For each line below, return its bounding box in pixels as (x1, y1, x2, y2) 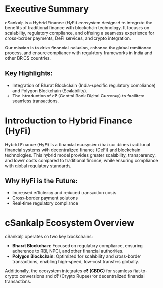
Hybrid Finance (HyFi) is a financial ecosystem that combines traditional (5, 142, 150, 147)
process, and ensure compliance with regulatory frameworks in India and (5, 50, 153, 56)
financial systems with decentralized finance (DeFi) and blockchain (5, 147, 140, 153)
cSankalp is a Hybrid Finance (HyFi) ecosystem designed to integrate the (5, 20, 153, 25)
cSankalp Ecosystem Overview (5, 217, 135, 228)
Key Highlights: (5, 70, 53, 78)
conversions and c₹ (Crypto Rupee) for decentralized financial (19, 273, 145, 279)
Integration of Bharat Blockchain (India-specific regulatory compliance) (12, 82, 156, 88)
